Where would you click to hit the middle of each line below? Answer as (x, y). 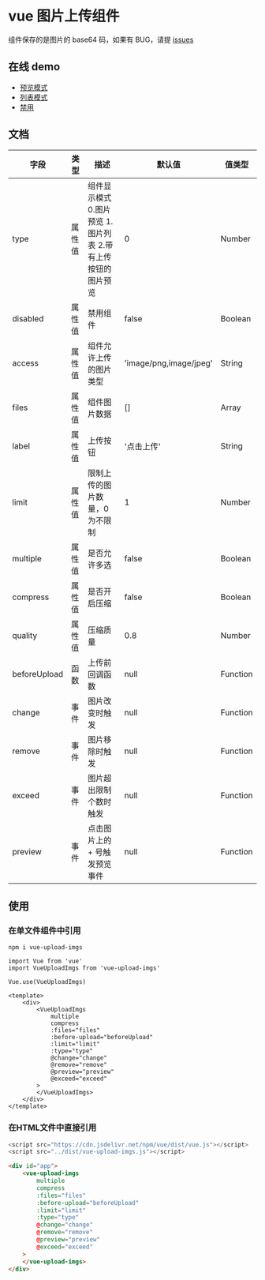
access (26, 362)
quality (25, 635)
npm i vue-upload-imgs (45, 948)
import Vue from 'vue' (45, 961)
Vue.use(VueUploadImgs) (47, 982)
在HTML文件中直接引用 (52, 1128)
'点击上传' (143, 446)
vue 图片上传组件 (64, 16)
